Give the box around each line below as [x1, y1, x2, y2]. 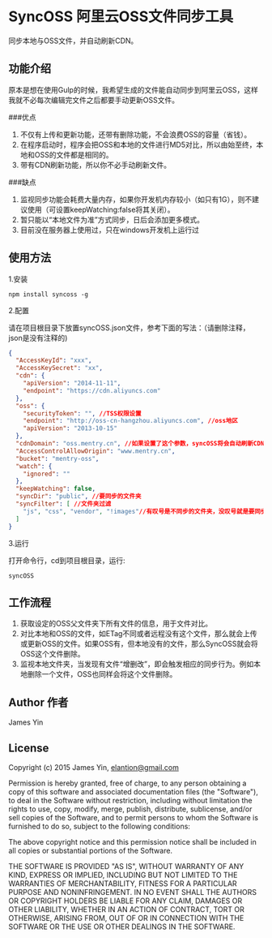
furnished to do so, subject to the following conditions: [8, 821, 190, 831]
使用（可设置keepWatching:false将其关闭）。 [27, 204, 176, 214]
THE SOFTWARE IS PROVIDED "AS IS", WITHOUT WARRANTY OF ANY [8, 862, 244, 871]
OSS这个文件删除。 [19, 649, 85, 659]
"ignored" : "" [23, 470, 70, 478]
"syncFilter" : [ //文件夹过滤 [15, 500, 112, 508]
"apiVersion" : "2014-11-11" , [23, 379, 121, 388]
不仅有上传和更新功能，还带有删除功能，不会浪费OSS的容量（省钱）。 [19, 129, 252, 139]
